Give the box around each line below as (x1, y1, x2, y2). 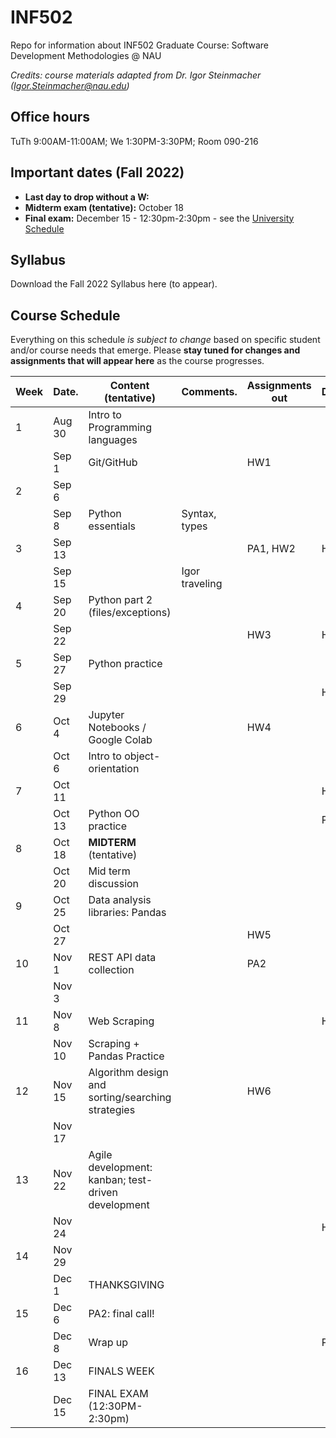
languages (88, 433, 138, 447)
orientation (88, 762, 140, 776)
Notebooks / (88, 721, 147, 735)
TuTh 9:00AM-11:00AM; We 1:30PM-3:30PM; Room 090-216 (10, 135, 259, 147)
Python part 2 (88, 593, 153, 607)
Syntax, (181, 507, 217, 521)
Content (109, 379, 150, 393)
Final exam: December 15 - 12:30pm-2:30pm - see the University (24, 212, 295, 224)
